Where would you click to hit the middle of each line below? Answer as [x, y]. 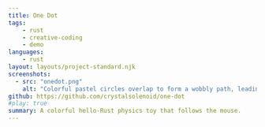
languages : [26, 52]
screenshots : [30, 74]
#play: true [28, 103]
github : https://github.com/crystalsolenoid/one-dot [97, 96]
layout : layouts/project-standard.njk [72, 67]
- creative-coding [52, 37]
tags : [17, 23]
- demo [33, 45]
